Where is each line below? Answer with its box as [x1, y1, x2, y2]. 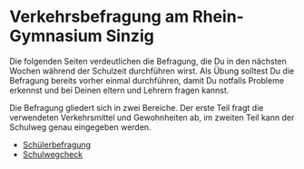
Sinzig [105, 25, 154, 46]
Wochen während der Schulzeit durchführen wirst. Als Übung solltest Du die [9, 65, 295, 76]
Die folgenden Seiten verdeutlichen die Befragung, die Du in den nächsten [9, 55, 288, 66]
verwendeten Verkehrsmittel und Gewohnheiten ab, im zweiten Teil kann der [9, 112, 295, 123]
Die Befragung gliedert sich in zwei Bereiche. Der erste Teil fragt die [9, 102, 264, 113]
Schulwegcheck [22, 148, 83, 160]
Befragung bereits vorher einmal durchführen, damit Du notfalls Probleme [9, 75, 284, 85]
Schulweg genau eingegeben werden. [9, 121, 152, 133]
